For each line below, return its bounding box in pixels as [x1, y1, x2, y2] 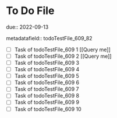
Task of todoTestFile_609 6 [14, 79, 80, 86]
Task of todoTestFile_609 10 [14, 105, 81, 112]
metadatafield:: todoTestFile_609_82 [6, 34, 93, 41]
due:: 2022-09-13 [6, 23, 49, 30]
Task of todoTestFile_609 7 [14, 86, 79, 93]
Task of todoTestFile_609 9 [14, 99, 80, 106]
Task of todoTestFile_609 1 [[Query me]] [14, 46, 111, 53]
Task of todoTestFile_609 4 [14, 66, 80, 73]
